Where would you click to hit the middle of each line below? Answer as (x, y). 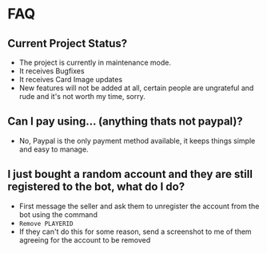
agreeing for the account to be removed (85, 239)
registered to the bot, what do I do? (96, 187)
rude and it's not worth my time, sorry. (82, 96)
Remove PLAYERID (46, 223)
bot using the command (58, 214)
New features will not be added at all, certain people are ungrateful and (136, 88)
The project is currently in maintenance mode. (95, 62)
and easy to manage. (54, 149)
